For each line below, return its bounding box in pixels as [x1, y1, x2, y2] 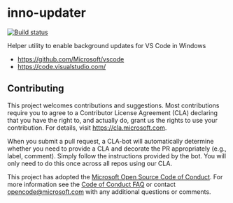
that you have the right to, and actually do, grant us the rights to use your [7, 116, 218, 124]
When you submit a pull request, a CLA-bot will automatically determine [7, 137, 214, 145]
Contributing [7, 82, 64, 95]
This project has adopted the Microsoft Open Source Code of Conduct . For [7, 172, 223, 181]
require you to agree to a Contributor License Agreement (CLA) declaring [7, 108, 218, 116]
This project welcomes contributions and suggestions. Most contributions [7, 101, 220, 110]
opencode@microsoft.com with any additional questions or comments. [7, 187, 211, 196]
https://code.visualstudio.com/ [17, 62, 106, 70]
